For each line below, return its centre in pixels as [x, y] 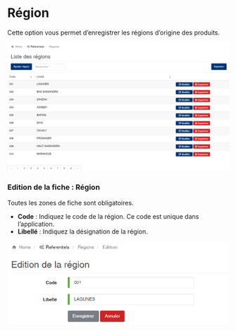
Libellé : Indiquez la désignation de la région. [82, 231]
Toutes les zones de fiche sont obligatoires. [70, 203]
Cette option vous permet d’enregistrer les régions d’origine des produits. [114, 32]
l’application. [36, 224]
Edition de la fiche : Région [54, 187]
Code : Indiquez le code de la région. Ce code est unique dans [108, 216]
